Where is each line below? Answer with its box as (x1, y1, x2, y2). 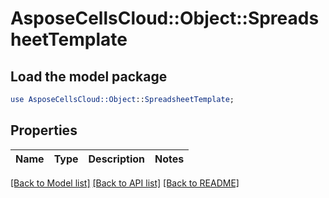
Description (88, 152, 145, 166)
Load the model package (10, 68, 168, 85)
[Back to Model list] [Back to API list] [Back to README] (10, 177, 240, 189)
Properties (10, 122, 78, 139)
